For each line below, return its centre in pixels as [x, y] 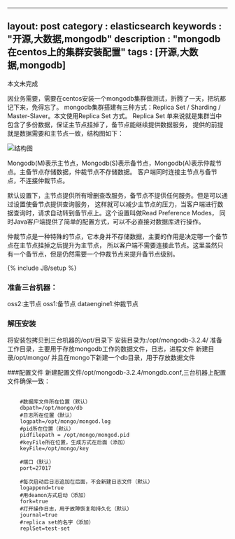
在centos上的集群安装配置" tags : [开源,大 [98, 52]
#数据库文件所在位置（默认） [55, 402]
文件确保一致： [29, 381]
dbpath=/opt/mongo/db [51, 408]
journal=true [39, 515]
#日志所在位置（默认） [48, 416]
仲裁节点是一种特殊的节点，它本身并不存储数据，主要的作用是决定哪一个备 [114, 236]
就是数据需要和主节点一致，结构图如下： [65, 133]
